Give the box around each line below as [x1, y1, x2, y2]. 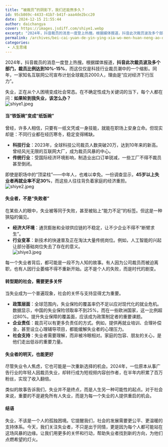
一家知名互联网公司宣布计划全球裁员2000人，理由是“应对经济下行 [13, 71, 150, 78]
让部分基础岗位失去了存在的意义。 [12, 243, 83, 249]
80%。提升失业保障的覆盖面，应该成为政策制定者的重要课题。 [16, 314, 145, 320]
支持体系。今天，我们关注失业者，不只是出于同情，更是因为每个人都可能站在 [5, 423, 163, 430]
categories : [5, 40, 30, 45]
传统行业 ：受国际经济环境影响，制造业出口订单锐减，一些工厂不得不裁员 [12, 154, 161, 160]
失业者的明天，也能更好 [5, 351, 53, 357]
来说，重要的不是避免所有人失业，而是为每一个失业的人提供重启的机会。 [5, 393, 154, 399]
